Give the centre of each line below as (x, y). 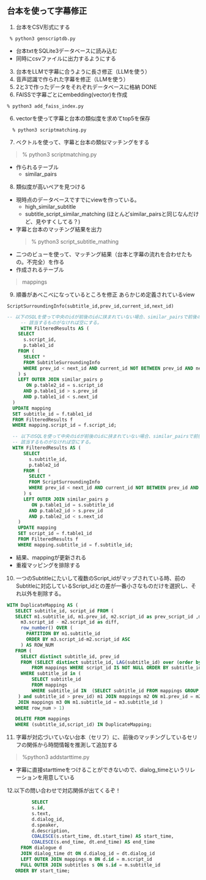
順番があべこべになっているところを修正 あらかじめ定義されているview (105, 294)
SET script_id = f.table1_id (55, 534)
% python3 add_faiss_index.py (46, 106)
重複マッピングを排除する (48, 565)
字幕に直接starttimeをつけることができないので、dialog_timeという (100, 770)
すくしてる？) (63, 221)
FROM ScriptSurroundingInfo (64, 482)
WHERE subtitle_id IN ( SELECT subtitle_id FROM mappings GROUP (115, 691)
